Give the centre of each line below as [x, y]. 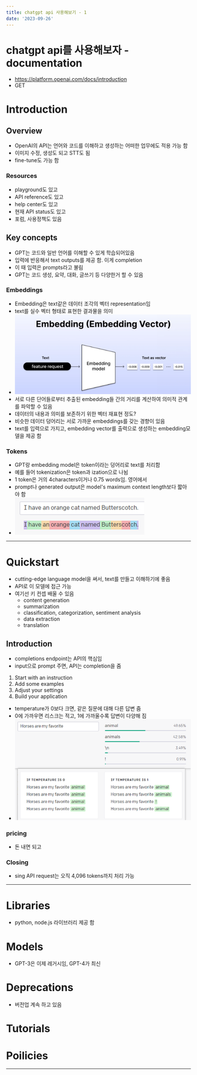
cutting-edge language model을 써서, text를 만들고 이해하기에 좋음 [92, 579]
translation [36, 625]
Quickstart [33, 562]
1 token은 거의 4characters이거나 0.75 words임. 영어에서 [81, 480]
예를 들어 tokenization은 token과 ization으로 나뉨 [71, 472]
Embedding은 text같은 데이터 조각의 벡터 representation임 [82, 304]
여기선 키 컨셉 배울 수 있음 [44, 594]
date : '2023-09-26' [30, 18]
